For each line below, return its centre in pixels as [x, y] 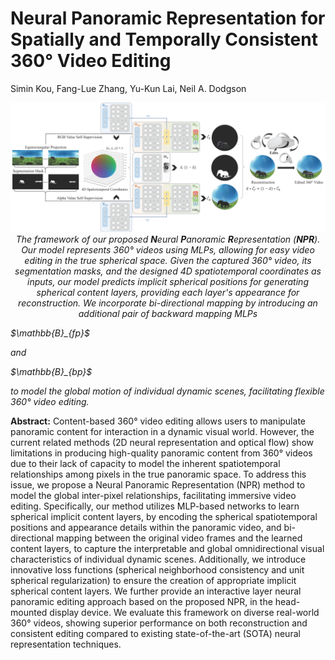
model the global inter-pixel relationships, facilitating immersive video [153, 495]
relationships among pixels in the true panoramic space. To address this [158, 474]
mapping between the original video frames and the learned [179, 538]
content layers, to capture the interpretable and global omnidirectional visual [167, 548]
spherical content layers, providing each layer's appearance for [168, 292]
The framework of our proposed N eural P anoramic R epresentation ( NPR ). [168, 239]
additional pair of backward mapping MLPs [168, 313]
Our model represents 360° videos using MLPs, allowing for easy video [168, 249]
